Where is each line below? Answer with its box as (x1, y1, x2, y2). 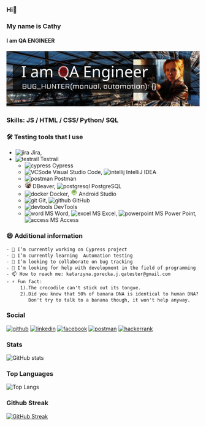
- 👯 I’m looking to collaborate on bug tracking (6, 259, 133, 265)
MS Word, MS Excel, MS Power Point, (45, 210, 197, 217)
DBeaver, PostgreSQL (32, 183, 122, 190)
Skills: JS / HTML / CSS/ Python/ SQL (6, 116, 118, 124)
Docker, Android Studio (50, 190, 116, 198)
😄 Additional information (6, 232, 83, 240)
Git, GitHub (39, 197, 90, 204)
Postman (54, 175, 77, 183)
